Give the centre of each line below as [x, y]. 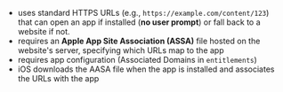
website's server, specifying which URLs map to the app [121, 50]
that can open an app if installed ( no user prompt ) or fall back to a [139, 22]
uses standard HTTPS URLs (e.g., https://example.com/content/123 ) [143, 13]
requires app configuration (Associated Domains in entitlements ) [137, 60]
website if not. [44, 31]
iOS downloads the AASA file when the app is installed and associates [146, 69]
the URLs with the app [58, 78]
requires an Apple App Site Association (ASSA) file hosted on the [139, 41]
